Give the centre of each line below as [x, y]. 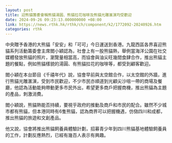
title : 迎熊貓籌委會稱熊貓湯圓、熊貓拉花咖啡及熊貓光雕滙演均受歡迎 [69, 15]
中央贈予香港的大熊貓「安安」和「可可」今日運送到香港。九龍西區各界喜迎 [84, 45]
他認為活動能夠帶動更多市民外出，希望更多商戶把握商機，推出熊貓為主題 [90, 87]
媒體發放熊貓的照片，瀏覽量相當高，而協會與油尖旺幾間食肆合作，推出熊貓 [84, 58]
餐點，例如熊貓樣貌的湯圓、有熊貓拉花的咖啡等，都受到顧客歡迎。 [84, 64]
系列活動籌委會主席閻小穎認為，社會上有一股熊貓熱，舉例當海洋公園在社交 [88, 51]
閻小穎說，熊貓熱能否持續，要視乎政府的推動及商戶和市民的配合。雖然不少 [84, 105]
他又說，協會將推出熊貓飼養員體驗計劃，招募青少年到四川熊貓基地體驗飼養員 [86, 129]
